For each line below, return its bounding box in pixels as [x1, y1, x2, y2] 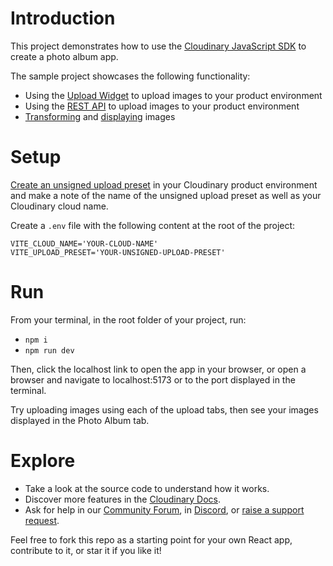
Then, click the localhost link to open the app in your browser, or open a [10, 363, 307, 375]
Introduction [10, 7, 116, 30]
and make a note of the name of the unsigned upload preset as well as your [10, 189, 322, 201]
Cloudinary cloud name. [10, 200, 109, 212]
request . [24, 514, 60, 526]
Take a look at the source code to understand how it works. [24, 482, 270, 494]
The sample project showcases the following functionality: [10, 70, 251, 82]
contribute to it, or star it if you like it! [10, 544, 162, 556]
